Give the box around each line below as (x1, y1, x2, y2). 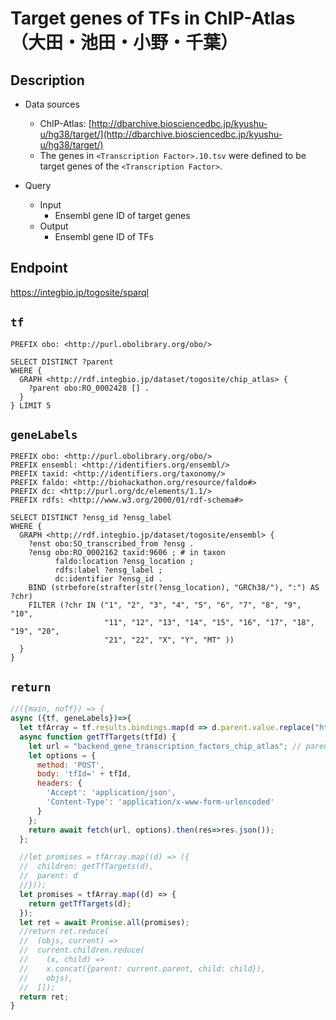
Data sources (24, 98, 80, 110)
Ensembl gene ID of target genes (54, 210, 191, 221)
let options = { (28, 750, 97, 761)
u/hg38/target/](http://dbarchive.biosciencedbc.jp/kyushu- (39, 128, 283, 140)
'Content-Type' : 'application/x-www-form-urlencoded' (46, 797, 275, 807)
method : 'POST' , (36, 760, 105, 770)
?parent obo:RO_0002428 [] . (28, 383, 150, 393)
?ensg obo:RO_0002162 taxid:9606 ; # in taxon (28, 548, 226, 558)
